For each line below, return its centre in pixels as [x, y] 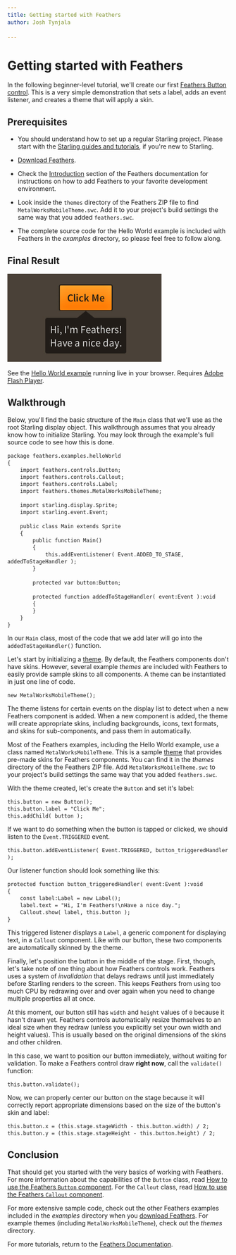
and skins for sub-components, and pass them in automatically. [99, 731]
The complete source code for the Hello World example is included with [122, 231]
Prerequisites [37, 122]
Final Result [33, 261]
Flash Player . [26, 380]
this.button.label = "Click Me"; [56, 809]
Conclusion [33, 1155]
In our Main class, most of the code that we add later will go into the [105, 638]
